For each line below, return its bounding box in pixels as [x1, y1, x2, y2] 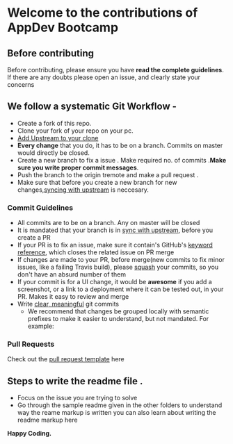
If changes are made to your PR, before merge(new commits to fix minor [17, 256, 225, 264]
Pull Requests [7, 339, 55, 349]
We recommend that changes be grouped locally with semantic [27, 307, 209, 315]
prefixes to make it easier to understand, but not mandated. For [27, 315, 209, 323]
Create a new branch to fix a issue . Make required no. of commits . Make [17, 156, 227, 164]
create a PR [17, 233, 51, 242]
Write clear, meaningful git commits [17, 300, 120, 309]
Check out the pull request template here [7, 355, 125, 363]
